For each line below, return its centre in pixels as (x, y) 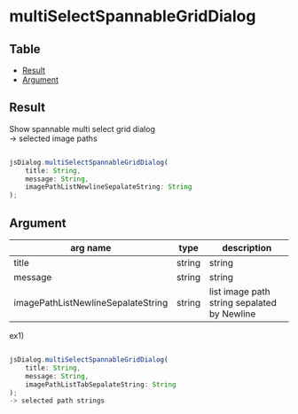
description (247, 248)
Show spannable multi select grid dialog (82, 129)
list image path (239, 292)
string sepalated (243, 303)
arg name (91, 248)
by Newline (232, 314)
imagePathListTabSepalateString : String (101, 384)
